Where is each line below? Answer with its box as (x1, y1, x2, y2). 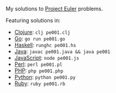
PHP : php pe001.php (14, 67, 64, 74)
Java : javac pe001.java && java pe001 (14, 48, 111, 55)
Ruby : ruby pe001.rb (14, 80, 66, 87)
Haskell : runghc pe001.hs (14, 42, 76, 48)
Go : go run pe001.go (14, 35, 66, 42)
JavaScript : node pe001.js (14, 54, 79, 61)
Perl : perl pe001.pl (14, 60, 63, 68)
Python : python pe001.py (14, 74, 76, 80)
